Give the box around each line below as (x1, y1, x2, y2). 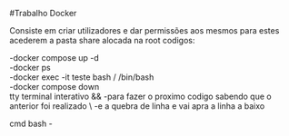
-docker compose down (9, 82, 100, 92)
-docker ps (9, 63, 52, 73)
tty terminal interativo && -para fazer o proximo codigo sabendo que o (9, 91, 272, 102)
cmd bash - (9, 118, 53, 129)
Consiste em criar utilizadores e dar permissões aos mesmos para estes (9, 25, 280, 35)
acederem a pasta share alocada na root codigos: (9, 35, 195, 45)
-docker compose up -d (9, 53, 100, 63)
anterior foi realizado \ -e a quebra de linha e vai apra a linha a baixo (9, 101, 265, 112)
